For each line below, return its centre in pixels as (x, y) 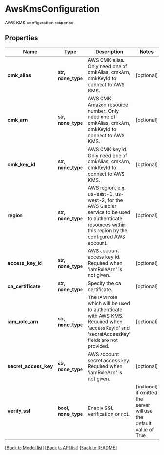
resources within (107, 225)
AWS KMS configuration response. (40, 23)
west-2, (97, 200)
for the (115, 200)
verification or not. (109, 414)
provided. (99, 346)
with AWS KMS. (105, 316)
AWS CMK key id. (108, 149)
